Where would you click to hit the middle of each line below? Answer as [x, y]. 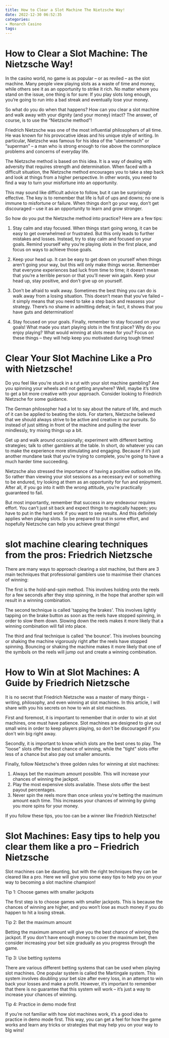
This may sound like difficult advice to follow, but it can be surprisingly [78, 193]
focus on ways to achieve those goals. [52, 250]
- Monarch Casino [23, 24]
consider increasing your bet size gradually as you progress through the [80, 943]
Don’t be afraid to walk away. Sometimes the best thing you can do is [84, 291]
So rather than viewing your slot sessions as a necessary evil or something [83, 477]
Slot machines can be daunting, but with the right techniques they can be [81, 871]
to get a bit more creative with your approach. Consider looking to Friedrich [83, 394]
